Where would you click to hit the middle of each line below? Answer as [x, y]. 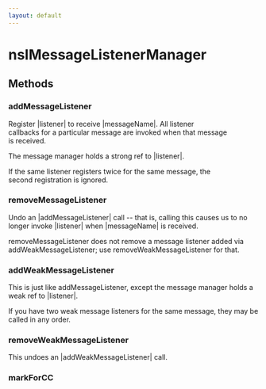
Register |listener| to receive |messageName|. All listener [101, 124]
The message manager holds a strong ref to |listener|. [96, 156]
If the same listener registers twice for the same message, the [110, 171]
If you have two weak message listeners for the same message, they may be [133, 311]
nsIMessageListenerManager [108, 54]
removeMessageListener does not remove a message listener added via [126, 241]
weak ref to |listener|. [43, 296]
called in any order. [40, 320]
